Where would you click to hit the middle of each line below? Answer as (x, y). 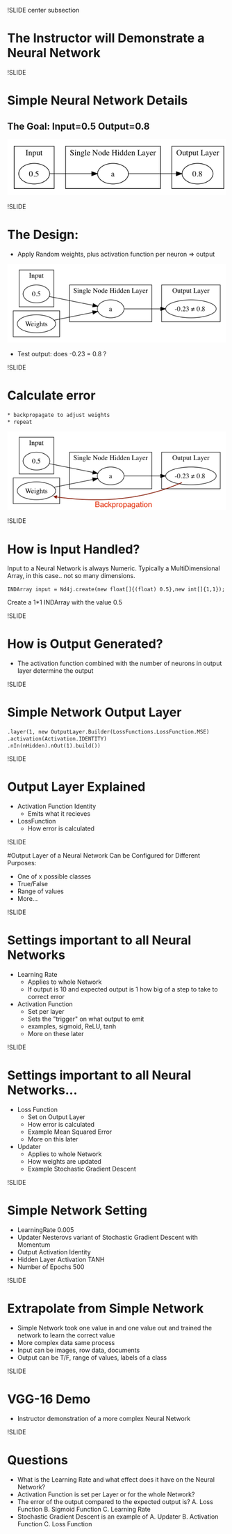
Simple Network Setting (77, 1211)
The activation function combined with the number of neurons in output (119, 663)
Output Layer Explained (76, 787)
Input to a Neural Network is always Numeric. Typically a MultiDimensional (114, 568)
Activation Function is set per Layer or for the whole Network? (106, 1494)
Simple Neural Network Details (98, 101)
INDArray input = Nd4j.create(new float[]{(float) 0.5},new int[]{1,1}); (116, 590)
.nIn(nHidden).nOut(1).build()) (54, 746)
